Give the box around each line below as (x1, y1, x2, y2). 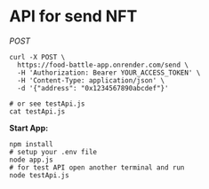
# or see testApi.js (9, 99, 86, 108)
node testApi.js (9, 170, 69, 179)
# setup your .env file (9, 147, 98, 156)
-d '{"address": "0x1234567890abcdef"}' (17, 83, 169, 92)
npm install (9, 139, 53, 148)
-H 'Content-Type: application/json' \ (17, 75, 165, 85)
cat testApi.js (9, 106, 66, 116)
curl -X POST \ (9, 52, 66, 61)
